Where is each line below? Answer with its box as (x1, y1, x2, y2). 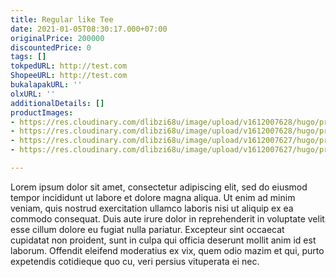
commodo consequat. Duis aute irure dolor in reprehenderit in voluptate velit (10, 212, 325, 225)
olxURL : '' (10, 89, 56, 99)
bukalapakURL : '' (10, 80, 83, 90)
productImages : (10, 107, 74, 118)
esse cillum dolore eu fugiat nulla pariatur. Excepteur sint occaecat (10, 223, 285, 235)
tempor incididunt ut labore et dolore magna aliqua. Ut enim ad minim (10, 191, 296, 203)
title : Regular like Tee (10, 14, 114, 25)
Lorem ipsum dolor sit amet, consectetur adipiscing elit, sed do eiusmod (10, 181, 308, 193)
